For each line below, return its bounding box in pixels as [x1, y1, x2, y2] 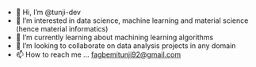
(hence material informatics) [15, 24, 109, 33]
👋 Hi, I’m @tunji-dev [15, 8, 82, 17]
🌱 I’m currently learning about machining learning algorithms [15, 32, 214, 42]
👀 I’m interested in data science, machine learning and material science [15, 16, 249, 25]
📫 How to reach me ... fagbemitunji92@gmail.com [15, 50, 181, 59]
